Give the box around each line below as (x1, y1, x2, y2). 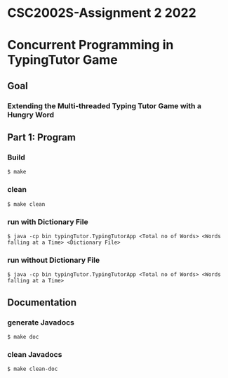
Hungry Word (7, 110, 55, 119)
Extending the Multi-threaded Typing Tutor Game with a (7, 100, 202, 110)
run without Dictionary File (7, 255, 100, 265)
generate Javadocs (7, 318, 75, 327)
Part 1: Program (7, 131, 76, 143)
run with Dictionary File (7, 216, 89, 226)
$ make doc (7, 333, 39, 340)
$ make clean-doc (7, 365, 58, 373)
